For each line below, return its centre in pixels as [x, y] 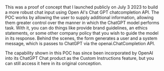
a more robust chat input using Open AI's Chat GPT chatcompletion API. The [82, 12]
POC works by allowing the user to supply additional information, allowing [80, 17]
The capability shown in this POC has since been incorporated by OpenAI [79, 53]
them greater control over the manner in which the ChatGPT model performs [82, 23]
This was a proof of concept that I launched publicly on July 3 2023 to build [82, 7]
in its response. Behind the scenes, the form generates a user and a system [81, 38]
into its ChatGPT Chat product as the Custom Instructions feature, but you [80, 58]
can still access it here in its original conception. [53, 63]
